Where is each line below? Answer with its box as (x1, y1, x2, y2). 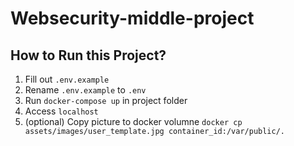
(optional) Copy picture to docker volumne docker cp (24, 116, 243, 127)
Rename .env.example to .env (24, 84, 147, 96)
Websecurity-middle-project (10, 7, 255, 30)
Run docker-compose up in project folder (24, 95, 188, 106)
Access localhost (24, 105, 99, 117)
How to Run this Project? (10, 47, 167, 64)
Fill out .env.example (24, 73, 110, 85)
